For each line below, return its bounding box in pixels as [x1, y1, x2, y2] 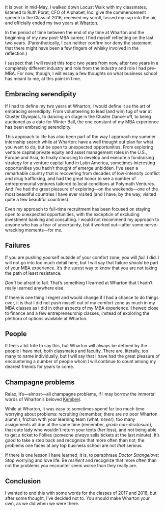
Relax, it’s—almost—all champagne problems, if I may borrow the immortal [5, 391, 156, 397]
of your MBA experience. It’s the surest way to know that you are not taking [5, 265, 158, 271]
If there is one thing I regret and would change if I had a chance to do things [5, 294, 159, 300]
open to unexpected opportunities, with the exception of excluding [5, 211, 140, 217]
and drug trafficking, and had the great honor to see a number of [5, 175, 136, 182]
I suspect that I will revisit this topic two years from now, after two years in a [5, 60, 159, 66]
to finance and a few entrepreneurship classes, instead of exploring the [5, 310, 150, 316]
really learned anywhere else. [5, 285, 65, 291]
